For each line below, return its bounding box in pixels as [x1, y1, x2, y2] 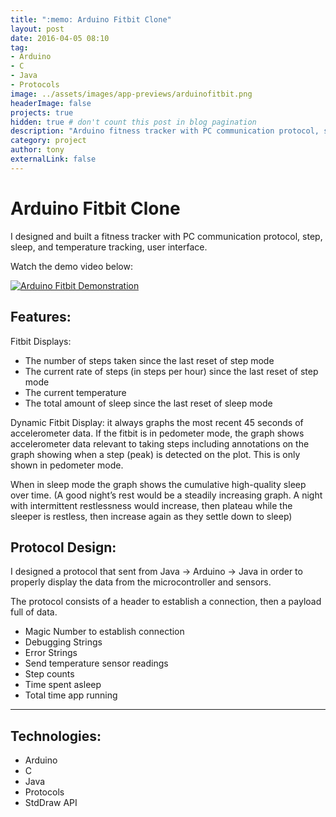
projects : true [10, 107, 74, 118]
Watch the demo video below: [10, 260, 133, 272]
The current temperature [24, 386, 127, 398]
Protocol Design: [10, 539, 117, 556]
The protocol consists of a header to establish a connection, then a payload [10, 596, 322, 608]
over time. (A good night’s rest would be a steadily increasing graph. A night [10, 489, 323, 501]
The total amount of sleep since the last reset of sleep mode [24, 397, 273, 409]
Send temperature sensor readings [24, 657, 169, 670]
